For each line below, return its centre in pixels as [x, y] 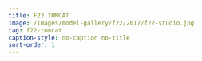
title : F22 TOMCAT [39, 15]
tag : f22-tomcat [35, 30]
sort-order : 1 [32, 45]
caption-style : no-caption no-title [69, 38]
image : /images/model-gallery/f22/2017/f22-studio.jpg [101, 23]
